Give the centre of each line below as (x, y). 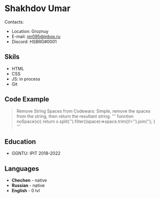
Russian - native (28, 185)
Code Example (27, 99)
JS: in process (26, 79)
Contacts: (14, 22)
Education (20, 141)
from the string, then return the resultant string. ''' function (75, 116)
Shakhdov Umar (38, 8)
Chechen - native (29, 181)
